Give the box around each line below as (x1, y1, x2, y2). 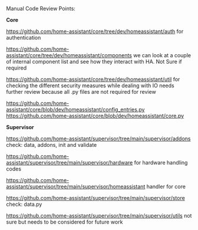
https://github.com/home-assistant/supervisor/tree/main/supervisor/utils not (6, 212, 192, 219)
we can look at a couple (133, 52, 192, 58)
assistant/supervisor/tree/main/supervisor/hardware (6, 159, 133, 166)
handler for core (146, 183, 186, 190)
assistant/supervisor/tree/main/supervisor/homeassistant (6, 183, 146, 190)
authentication (6, 34, 41, 41)
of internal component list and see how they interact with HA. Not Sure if (6, 58, 182, 65)
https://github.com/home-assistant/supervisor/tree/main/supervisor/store (6, 195, 186, 201)
